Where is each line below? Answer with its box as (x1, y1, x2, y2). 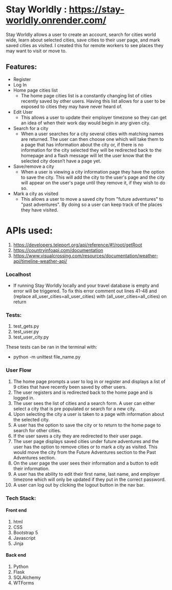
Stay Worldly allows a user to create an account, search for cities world (6, 31, 156, 37)
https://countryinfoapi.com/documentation (13, 247, 103, 253)
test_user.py (13, 329, 39, 335)
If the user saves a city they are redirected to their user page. (13, 433, 143, 439)
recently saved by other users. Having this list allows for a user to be (20, 98, 166, 104)
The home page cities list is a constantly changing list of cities (20, 92, 153, 98)
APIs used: (6, 224, 53, 236)
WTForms (13, 580, 34, 586)
